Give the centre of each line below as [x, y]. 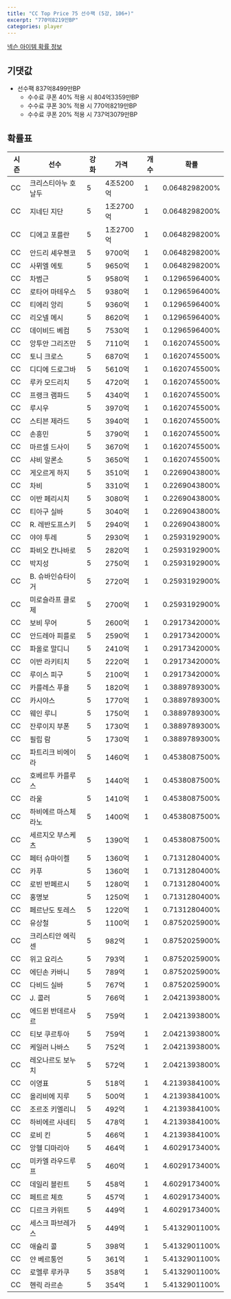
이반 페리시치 [50, 499]
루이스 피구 [47, 675]
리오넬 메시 [47, 318]
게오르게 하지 [50, 473]
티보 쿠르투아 [50, 1034]
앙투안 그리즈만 [53, 344]
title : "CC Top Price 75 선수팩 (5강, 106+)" [70, 13]
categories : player [35, 26]
